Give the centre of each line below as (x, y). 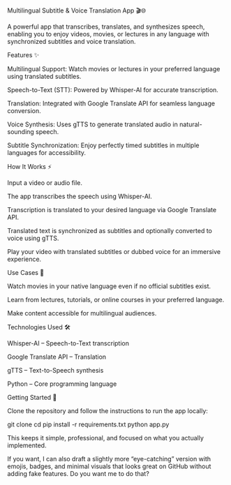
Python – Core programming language (62, 384)
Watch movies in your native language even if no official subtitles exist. (109, 286)
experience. (24, 259)
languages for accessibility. (46, 152)
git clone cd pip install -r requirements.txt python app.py (88, 424)
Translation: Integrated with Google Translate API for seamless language (111, 103)
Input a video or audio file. (45, 183)
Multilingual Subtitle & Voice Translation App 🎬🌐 (77, 10)
